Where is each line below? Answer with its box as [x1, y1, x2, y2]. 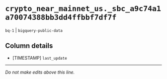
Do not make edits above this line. [5, 69, 75, 75]
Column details [5, 42, 53, 50]
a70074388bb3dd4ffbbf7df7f [5, 13, 117, 22]
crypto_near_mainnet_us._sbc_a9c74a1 [5, 4, 162, 13]
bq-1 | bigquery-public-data [5, 27, 63, 33]
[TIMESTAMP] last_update [12, 55, 67, 61]
